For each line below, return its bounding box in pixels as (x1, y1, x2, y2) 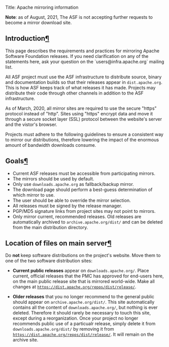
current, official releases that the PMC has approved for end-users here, (12, 273, 164, 279)
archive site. (12, 337, 39, 343)
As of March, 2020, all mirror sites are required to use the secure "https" (5, 105, 157, 111)
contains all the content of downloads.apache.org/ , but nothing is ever (12, 304, 158, 310)
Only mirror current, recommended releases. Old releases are (12, 213, 142, 219)
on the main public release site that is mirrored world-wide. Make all (12, 278, 155, 285)
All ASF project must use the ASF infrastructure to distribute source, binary (5, 74, 162, 80)
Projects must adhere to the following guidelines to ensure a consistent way (5, 131, 164, 137)
